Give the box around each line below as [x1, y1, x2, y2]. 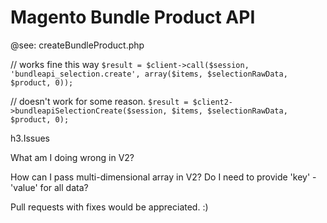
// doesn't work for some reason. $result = [10, 95, 189, 107]
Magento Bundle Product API [10, 6, 256, 29]
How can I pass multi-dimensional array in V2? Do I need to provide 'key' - [10, 171, 317, 183]
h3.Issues [10, 132, 51, 144]
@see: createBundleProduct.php [10, 39, 145, 51]
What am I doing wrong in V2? [10, 151, 135, 163]
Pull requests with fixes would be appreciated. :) [10, 201, 209, 213]
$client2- [192, 97, 234, 107]
